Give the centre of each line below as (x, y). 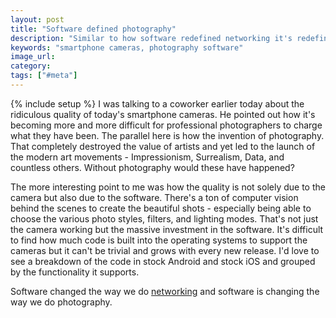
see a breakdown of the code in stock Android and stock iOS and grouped (163, 261)
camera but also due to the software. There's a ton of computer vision (154, 197)
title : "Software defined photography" (93, 29)
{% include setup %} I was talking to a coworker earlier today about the (157, 103)
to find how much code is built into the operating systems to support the (159, 240)
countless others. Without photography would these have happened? (152, 167)
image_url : (33, 57)
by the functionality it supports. (75, 272)
